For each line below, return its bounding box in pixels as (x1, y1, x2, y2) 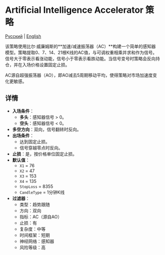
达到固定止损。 (19, 138, 50, 145)
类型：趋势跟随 (19, 202, 50, 207)
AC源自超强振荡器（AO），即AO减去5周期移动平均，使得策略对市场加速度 (5, 72, 153, 78)
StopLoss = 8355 (19, 183, 53, 189)
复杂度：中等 (19, 226, 46, 232)
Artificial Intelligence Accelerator (5, 4, 144, 16)
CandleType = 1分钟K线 (19, 189, 65, 195)
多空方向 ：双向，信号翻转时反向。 (12, 126, 82, 132)
